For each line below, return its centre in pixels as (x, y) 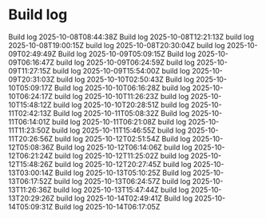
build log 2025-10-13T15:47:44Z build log (121, 189)
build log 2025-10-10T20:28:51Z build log (121, 105)
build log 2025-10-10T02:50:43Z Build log (125, 79)
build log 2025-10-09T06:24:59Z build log (125, 62)
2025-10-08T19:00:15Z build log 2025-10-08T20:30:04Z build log (117, 45)
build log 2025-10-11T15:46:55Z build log (119, 130)
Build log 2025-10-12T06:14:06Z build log (124, 147)
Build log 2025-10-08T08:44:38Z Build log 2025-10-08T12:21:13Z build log (131, 37)
